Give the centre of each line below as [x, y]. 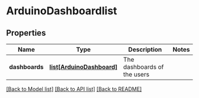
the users [137, 74]
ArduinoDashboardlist [62, 11]
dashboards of [144, 67]
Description [145, 50]
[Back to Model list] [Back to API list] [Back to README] [74, 89]
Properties [26, 33]
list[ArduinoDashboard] [84, 67]
